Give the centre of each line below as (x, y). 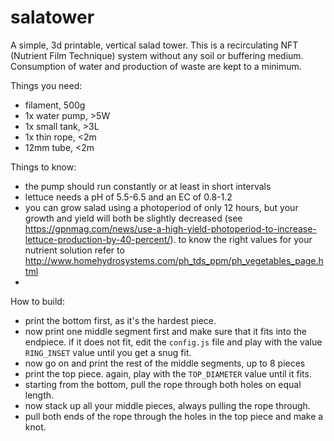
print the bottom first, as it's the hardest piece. (120, 320)
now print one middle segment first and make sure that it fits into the (165, 331)
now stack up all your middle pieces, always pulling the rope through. (167, 405)
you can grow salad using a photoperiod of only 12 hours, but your (161, 207)
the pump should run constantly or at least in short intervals (148, 186)
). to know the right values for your (241, 239)
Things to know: (43, 167)
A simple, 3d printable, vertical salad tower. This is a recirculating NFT (154, 45)
